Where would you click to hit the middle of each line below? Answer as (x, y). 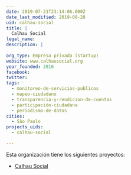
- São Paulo (26, 122)
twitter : (17, 77)
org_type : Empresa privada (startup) (53, 56)
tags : (13, 83)
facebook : (18, 72)
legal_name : (21, 39)
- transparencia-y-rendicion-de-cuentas (62, 99)
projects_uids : (25, 127)
